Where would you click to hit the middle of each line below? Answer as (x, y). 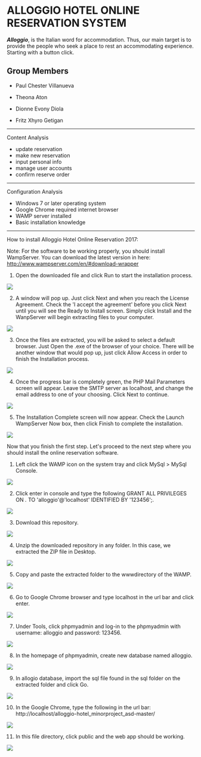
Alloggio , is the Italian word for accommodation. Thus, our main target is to (99, 39)
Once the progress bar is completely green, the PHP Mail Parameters (100, 381)
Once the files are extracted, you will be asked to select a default (95, 340)
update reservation (39, 149)
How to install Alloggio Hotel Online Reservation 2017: (73, 239)
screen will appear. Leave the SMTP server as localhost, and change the (104, 388)
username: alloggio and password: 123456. (68, 632)
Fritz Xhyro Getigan (39, 120)
